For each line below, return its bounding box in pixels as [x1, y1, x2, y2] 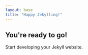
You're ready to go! [5, 31, 68, 39]
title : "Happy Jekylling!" [5, 12, 63, 17]
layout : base [5, 7, 33, 13]
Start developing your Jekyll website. [5, 44, 83, 50]
